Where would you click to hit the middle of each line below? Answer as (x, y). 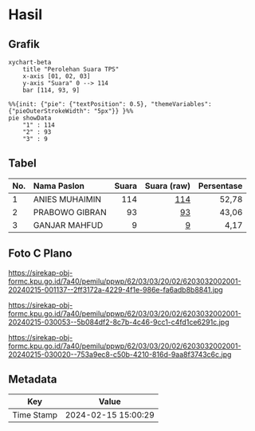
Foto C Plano (40, 254)
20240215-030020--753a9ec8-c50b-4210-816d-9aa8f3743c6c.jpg (120, 354)
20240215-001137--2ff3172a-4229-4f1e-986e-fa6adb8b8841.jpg (116, 289)
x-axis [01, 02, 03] (57, 76)
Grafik (24, 44)
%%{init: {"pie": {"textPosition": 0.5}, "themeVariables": (110, 104)
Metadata (33, 380)
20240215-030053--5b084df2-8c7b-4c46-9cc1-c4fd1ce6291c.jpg (119, 322)
